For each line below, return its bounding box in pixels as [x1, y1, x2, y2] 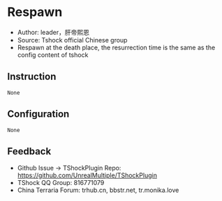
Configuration [7, 108, 70, 120]
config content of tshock [17, 50, 89, 59]
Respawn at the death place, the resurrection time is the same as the [17, 43, 216, 51]
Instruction [7, 71, 57, 83]
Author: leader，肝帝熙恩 [17, 28, 89, 36]
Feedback [7, 145, 52, 157]
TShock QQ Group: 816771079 [17, 179, 105, 187]
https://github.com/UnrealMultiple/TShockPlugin [17, 171, 157, 179]
